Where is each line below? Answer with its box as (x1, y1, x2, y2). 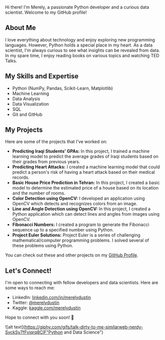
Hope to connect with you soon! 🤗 (5, 314, 74, 320)
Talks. (5, 58, 17, 64)
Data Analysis (12, 96, 40, 102)
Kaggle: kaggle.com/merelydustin (12, 305, 81, 311)
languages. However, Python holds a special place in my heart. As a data (5, 42, 153, 48)
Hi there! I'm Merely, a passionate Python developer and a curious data (5, 4, 149, 10)
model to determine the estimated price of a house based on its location (12, 185, 159, 191)
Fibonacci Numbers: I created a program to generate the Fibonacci (12, 222, 149, 227)
